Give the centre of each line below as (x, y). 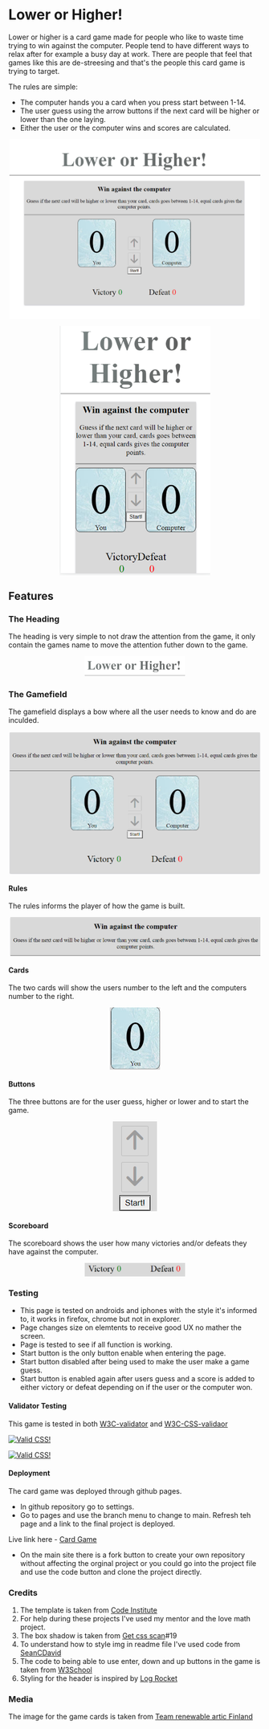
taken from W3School (56, 1670)
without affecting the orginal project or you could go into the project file (138, 1563)
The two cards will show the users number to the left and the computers (128, 988)
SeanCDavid (41, 1653)
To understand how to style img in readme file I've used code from (130, 1645)
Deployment (29, 1473)
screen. (33, 1336)
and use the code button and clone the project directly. (111, 1572)
